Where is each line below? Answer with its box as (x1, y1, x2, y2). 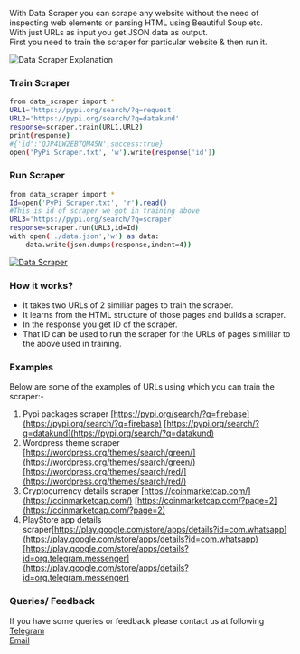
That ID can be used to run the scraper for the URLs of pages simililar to (22, 329, 291, 340)
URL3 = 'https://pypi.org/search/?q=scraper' (9, 215, 176, 225)
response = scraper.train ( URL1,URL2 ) (9, 122, 144, 131)
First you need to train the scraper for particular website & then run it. (9, 36, 267, 47)
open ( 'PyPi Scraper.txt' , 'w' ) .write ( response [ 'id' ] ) (9, 148, 217, 157)
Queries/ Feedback (9, 595, 95, 608)
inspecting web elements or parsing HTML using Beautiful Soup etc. (9, 17, 264, 28)
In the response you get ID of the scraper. (22, 319, 178, 330)
